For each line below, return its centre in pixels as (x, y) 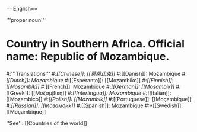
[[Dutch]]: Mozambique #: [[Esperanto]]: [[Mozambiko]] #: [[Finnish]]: (90, 80)
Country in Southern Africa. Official (96, 44)
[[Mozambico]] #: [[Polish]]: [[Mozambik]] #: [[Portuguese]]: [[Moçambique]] (99, 99)
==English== (22, 9)
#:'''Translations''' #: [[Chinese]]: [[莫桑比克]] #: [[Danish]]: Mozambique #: (96, 73)
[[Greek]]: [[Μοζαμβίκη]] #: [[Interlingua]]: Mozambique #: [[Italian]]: (89, 93)
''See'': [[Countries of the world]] (47, 123)
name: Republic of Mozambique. (88, 57)
